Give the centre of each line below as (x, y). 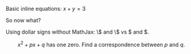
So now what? (23, 20)
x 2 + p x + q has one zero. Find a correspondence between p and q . (101, 44)
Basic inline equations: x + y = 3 (46, 9)
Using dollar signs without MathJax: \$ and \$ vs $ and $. (77, 32)
